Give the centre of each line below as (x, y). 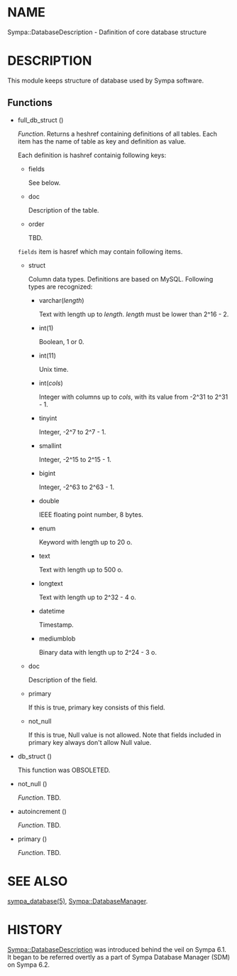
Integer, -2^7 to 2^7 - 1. (72, 431)
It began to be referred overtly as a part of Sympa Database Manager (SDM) (119, 957)
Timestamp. (56, 624)
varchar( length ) (61, 300)
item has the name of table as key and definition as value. (102, 141)
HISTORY (35, 929)
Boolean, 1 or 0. (61, 341)
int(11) (48, 355)
